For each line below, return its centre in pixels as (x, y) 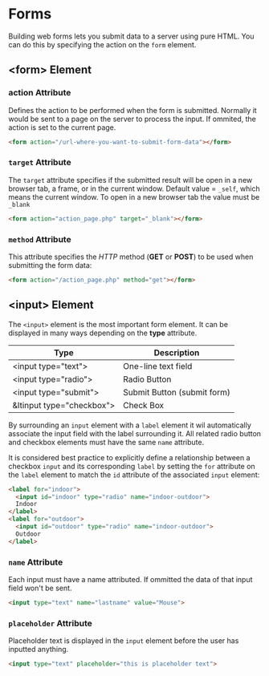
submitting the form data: (50, 265)
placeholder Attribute (50, 623)
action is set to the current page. (62, 127)
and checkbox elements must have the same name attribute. (106, 442)
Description (177, 352)
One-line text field (158, 366)
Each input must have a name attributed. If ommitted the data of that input (130, 579)
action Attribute (40, 93)
